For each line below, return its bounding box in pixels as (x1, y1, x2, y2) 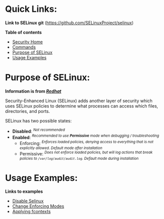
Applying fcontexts (12, 209, 51, 215)
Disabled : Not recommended (12, 127, 65, 134)
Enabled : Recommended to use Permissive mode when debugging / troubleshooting (12, 133, 159, 140)
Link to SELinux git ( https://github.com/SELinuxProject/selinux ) (5, 20, 134, 26)
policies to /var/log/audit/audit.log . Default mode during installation (19, 156, 139, 161)
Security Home (12, 38, 43, 45)
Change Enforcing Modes (12, 203, 65, 209)
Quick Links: (5, 3, 58, 15)
